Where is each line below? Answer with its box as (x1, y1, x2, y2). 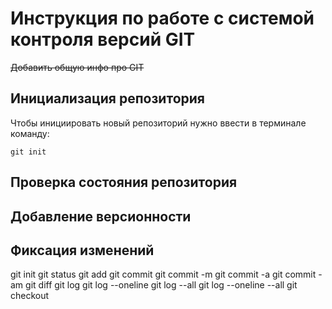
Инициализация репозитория (10, 90, 205, 107)
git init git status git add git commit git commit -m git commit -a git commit (10, 268, 317, 281)
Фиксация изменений (10, 242, 155, 259)
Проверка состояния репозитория (10, 174, 238, 191)
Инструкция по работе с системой (10, 7, 315, 30)
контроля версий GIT (10, 28, 196, 51)
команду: (10, 127, 50, 139)
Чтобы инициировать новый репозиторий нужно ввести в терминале (10, 117, 307, 129)
